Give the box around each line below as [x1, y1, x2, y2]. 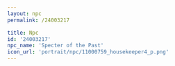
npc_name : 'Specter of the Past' [7, 42, 104, 49]
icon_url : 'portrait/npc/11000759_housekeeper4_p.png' [7, 49, 169, 56]
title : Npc [7, 29, 39, 36]
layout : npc [7, 10, 42, 17]
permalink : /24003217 [7, 17, 70, 24]
